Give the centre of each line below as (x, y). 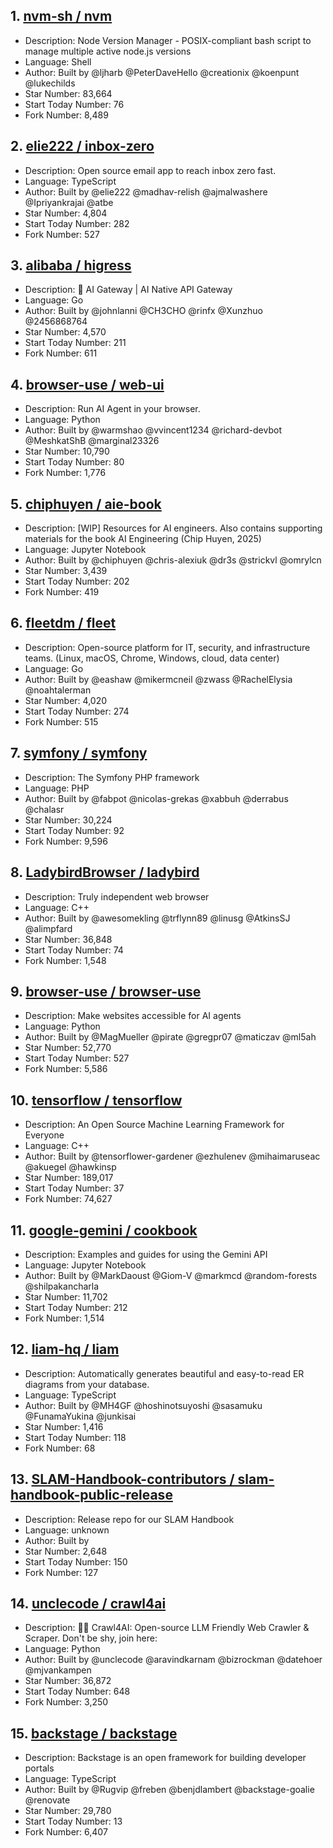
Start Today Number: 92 (74, 830)
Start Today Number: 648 (77, 1691)
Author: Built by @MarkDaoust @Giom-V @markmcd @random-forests (171, 1275)
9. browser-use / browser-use (106, 991)
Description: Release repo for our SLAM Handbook (129, 1519)
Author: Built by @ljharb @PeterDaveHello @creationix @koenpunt (162, 72)
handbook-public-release (91, 1495)
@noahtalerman (58, 690)
